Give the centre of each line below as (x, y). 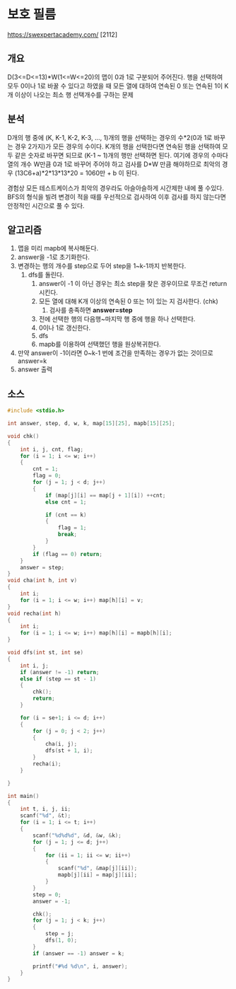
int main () (23, 796)
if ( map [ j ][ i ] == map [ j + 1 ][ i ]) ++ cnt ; (105, 495)
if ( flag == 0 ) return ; (67, 554)
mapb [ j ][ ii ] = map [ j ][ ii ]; (98, 875)
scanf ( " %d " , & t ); (46, 816)
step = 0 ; (47, 895)
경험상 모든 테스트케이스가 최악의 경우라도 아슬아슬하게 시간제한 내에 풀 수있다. (116, 187)
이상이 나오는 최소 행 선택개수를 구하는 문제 (74, 94)
